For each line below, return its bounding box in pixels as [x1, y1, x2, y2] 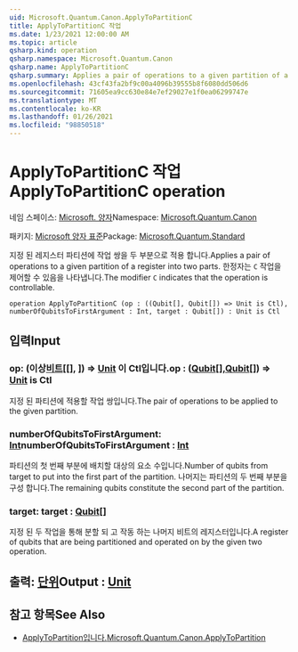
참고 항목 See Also [9, 607, 106, 622]
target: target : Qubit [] [9, 505, 107, 518]
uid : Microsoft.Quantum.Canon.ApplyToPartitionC [9, 12, 193, 22]
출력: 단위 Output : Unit [9, 574, 132, 589]
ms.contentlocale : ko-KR [9, 104, 101, 113]
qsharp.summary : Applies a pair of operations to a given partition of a [9, 71, 289, 80]
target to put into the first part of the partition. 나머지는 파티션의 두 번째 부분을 [9, 471, 287, 482]
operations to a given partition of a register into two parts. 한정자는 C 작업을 [9, 260, 282, 272]
